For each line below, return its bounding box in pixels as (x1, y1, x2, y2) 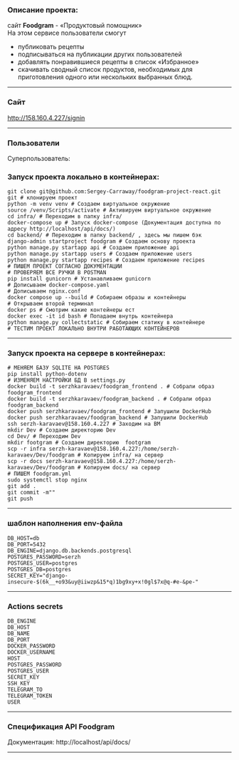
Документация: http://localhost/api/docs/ (7, 738, 131, 746)
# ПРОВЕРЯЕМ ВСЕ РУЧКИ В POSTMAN (7, 269, 107, 276)
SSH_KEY (7, 680, 31, 687)
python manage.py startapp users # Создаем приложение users (7, 251, 193, 258)
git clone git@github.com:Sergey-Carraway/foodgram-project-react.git (7, 188, 221, 195)
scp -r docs (7, 458, 43, 465)
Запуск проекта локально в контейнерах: (7, 172, 160, 182)
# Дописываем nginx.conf (7, 288, 81, 295)
